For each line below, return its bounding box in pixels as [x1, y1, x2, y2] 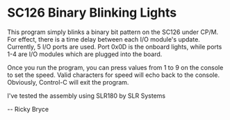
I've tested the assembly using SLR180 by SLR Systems [7, 92, 165, 100]
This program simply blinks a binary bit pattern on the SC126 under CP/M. [7, 28, 219, 36]
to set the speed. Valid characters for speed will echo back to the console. [7, 71, 220, 79]
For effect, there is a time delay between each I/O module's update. [7, 35, 200, 43]
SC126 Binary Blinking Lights [7, 5, 177, 21]
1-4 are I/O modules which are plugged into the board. [7, 50, 163, 58]
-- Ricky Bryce [7, 105, 49, 113]
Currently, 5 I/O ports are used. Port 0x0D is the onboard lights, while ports [7, 42, 222, 51]
